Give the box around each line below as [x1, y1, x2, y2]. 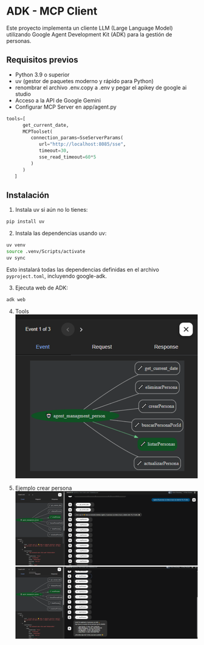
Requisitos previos [6, 55, 78, 65]
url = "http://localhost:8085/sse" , [38, 141, 126, 147]
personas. [6, 37, 32, 44]
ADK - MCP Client [6, 4, 98, 18]
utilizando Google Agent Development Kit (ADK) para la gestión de [6, 30, 172, 38]
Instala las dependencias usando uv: [15, 229, 107, 237]
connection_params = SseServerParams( [30, 135, 123, 141]
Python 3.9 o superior [15, 71, 70, 78]
